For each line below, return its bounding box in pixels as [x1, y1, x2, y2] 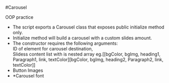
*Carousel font [12, 73, 44, 78]
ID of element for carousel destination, [12, 46, 93, 51]
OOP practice [5, 14, 34, 20]
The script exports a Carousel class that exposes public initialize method [12, 24, 164, 30]
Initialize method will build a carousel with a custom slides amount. [12, 35, 152, 41]
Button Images [12, 67, 43, 73]
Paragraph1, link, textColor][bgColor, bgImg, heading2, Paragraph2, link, [12, 57, 164, 63]
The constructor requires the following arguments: [12, 40, 118, 46]
